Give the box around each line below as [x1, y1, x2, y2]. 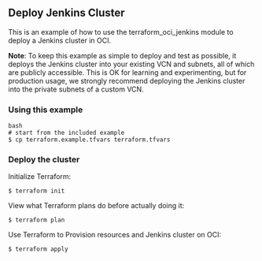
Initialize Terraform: [8, 172, 72, 181]
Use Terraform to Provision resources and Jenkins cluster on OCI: [8, 230, 222, 240]
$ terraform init [8, 187, 65, 196]
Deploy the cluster [8, 154, 80, 165]
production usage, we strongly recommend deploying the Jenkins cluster [8, 76, 245, 85]
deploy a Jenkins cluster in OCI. [8, 35, 112, 45]
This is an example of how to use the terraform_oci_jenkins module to [8, 27, 234, 36]
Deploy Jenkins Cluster [8, 6, 125, 20]
